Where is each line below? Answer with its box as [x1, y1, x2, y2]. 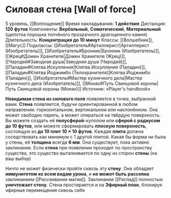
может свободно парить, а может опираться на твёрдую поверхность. [5, 112, 161, 118]
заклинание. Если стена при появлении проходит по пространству [5, 144, 153, 150]
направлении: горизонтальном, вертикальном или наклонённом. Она [5, 106, 158, 113]
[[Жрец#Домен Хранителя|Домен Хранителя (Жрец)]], [5, 53, 126, 59]
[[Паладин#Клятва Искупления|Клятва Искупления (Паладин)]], [5, 64, 146, 70]
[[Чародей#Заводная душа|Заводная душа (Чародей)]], [5, 58, 127, 64]
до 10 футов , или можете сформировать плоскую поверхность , [5, 123, 147, 129]
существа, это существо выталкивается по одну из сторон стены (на [5, 150, 157, 156]
